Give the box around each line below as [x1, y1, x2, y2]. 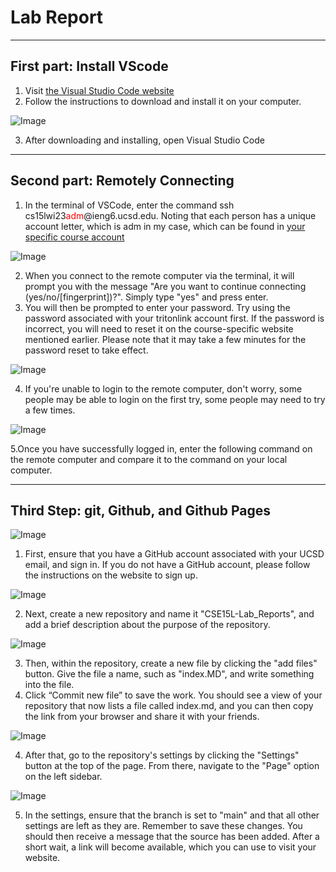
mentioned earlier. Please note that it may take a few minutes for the [24, 333, 307, 345]
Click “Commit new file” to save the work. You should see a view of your [24, 689, 323, 701]
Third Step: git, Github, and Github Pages [10, 502, 272, 519]
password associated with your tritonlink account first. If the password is [24, 312, 325, 324]
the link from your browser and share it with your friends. [24, 711, 260, 723]
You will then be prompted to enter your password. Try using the [24, 301, 291, 313]
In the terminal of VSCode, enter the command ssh [24, 199, 235, 211]
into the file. [24, 679, 75, 691]
